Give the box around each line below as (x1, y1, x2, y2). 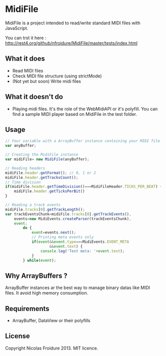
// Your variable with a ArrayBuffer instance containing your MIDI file (5, 139, 161, 143)
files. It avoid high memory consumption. (5, 290, 88, 296)
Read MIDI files (12, 68, 43, 73)
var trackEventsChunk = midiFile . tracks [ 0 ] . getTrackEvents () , (5, 212, 132, 216)
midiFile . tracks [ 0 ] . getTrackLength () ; (5, 207, 85, 212)
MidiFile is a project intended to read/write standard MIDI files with (5, 20, 141, 26)
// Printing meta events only (31, 235, 94, 240)
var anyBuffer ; (5, 143, 37, 148)
